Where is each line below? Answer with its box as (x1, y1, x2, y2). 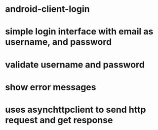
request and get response (5, 114, 113, 126)
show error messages (5, 81, 96, 93)
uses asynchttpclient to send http (5, 104, 146, 115)
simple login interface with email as (5, 26, 154, 37)
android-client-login (5, 3, 90, 15)
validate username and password (5, 59, 145, 70)
